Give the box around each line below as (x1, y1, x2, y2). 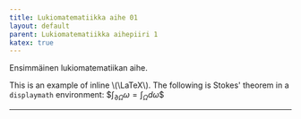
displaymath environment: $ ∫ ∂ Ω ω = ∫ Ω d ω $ (9, 89, 165, 103)
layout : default (9, 21, 70, 30)
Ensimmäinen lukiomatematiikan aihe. (9, 63, 148, 73)
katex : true (9, 38, 54, 47)
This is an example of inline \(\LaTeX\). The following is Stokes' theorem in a (9, 80, 289, 90)
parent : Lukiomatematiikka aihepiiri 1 (9, 30, 159, 38)
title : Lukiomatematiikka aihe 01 (9, 13, 139, 22)
